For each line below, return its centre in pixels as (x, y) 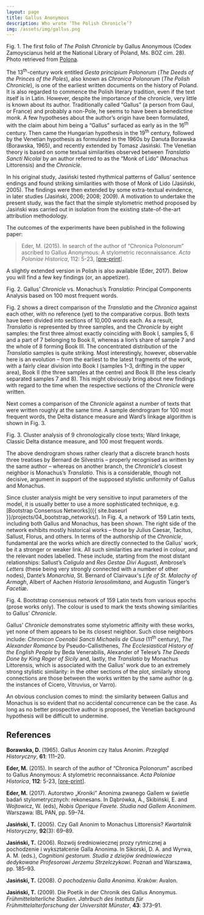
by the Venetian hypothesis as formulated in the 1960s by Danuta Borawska (101, 139)
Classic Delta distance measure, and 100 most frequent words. (85, 442)
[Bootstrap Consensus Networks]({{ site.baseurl (67, 511)
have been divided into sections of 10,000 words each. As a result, (90, 321)
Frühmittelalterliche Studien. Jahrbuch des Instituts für (75, 899)
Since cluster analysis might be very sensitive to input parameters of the (97, 498)
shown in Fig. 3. (26, 423)
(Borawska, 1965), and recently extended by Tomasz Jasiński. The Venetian (101, 146)
